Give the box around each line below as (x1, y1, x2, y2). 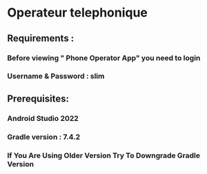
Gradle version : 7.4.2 (7, 132, 81, 142)
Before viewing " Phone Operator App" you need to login (7, 53, 201, 63)
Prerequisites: (7, 93, 69, 104)
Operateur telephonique (7, 5, 148, 21)
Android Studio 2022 (7, 113, 79, 123)
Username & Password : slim (7, 71, 105, 81)
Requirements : (7, 32, 75, 44)
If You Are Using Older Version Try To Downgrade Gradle (7, 151, 201, 160)
